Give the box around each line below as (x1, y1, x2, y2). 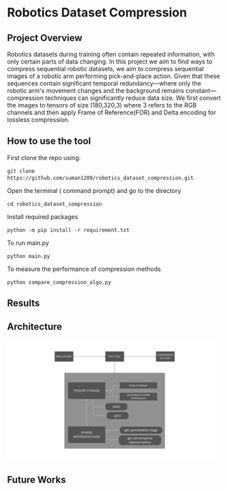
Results (7, 298, 40, 309)
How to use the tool (7, 136, 91, 147)
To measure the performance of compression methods (7, 265, 162, 273)
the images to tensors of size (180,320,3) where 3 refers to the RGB (7, 101, 197, 109)
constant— (185, 87, 216, 94)
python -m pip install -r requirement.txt (7, 227, 130, 233)
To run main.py (7, 238, 50, 247)
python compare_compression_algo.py (7, 279, 111, 285)
